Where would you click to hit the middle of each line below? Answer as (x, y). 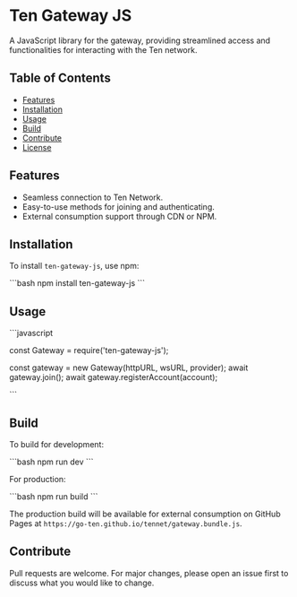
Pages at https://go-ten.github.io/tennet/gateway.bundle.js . (126, 523)
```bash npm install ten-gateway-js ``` (77, 283)
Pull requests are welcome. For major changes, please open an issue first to (149, 573)
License (37, 147)
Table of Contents (60, 78)
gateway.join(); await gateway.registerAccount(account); (114, 377)
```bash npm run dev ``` (51, 462)
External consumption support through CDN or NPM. (119, 216)
